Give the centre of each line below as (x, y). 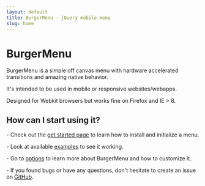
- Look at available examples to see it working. (65, 147)
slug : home (20, 23)
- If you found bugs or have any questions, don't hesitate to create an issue (101, 170)
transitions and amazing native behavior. (57, 77)
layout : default (27, 12)
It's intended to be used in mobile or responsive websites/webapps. (92, 89)
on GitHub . (20, 177)
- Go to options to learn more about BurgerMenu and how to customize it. (99, 158)
